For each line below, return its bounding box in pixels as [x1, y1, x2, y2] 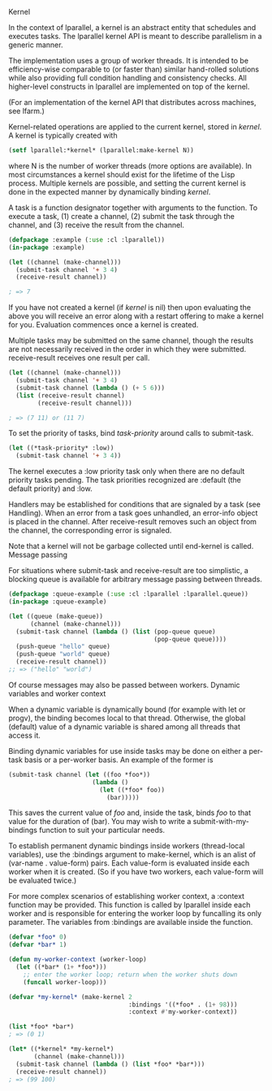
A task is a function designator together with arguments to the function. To [8, 203, 258, 213]
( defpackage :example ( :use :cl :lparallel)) [8, 235, 165, 243]
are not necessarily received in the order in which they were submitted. [8, 344, 247, 354]
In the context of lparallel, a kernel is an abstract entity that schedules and [8, 23, 257, 32]
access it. [8, 730, 41, 740]
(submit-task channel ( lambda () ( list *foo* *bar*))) [15, 1060, 205, 1068]
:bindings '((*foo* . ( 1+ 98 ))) [128, 1001, 238, 1009]
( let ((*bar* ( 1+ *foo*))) [15, 963, 107, 971]
